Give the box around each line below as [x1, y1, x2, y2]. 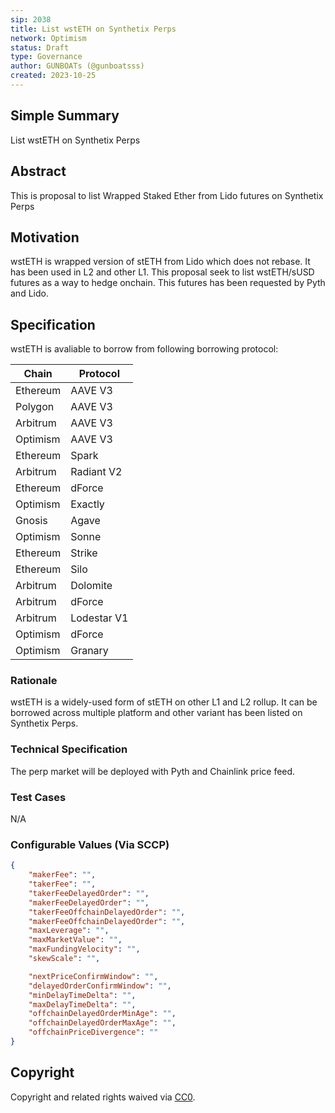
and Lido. [10, 287, 49, 300]
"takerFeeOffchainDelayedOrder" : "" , [28, 907, 186, 917]
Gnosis [15, 514, 48, 528]
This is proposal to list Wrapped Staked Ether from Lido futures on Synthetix [10, 189, 324, 201]
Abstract [10, 163, 67, 180]
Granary [70, 644, 109, 658]
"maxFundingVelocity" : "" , [28, 944, 141, 955]
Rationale [10, 674, 58, 688]
